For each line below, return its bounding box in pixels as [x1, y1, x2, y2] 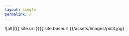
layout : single [4, 7, 36, 12]
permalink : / [4, 12, 32, 17]
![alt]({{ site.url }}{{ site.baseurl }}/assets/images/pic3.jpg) [4, 25, 125, 31]
